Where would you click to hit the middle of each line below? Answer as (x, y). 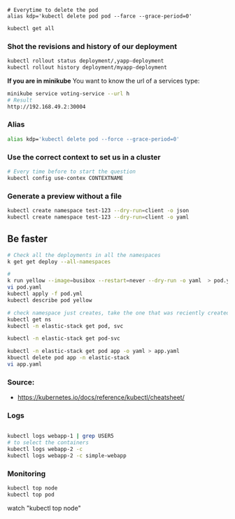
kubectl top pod (31, 495)
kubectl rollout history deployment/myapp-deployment (87, 68)
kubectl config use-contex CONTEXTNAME (65, 178)
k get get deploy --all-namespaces (59, 262)
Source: (21, 382)
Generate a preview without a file (65, 196)
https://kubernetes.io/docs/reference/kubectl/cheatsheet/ (101, 397)
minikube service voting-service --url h (69, 94)
